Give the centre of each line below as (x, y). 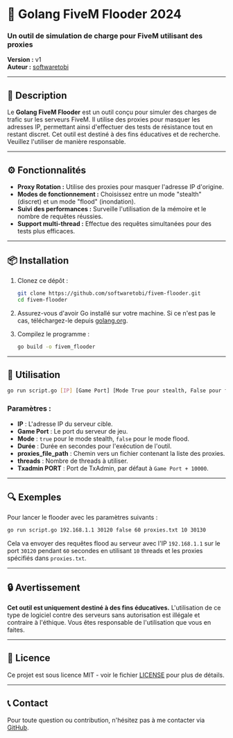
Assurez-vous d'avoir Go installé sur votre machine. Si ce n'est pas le (116, 313)
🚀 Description (37, 96)
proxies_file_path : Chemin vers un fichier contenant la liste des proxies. (121, 453)
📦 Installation (38, 260)
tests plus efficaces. (46, 231)
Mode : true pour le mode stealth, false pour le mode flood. (103, 438)
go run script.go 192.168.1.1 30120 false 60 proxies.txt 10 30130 (107, 530)
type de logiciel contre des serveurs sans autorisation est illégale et (104, 615)
